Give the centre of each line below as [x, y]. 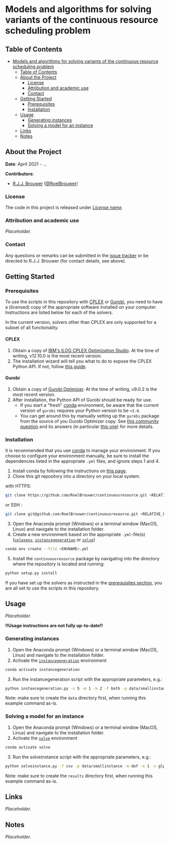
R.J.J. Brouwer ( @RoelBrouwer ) [45, 183]
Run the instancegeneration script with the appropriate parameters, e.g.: [87, 679]
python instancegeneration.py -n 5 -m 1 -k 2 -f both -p [66, 688]
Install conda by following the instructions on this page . [70, 471]
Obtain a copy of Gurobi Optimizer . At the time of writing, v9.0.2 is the [85, 389]
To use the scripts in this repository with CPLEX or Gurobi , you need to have [84, 302]
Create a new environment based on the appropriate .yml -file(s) [79, 534]
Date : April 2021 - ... [26, 164]
